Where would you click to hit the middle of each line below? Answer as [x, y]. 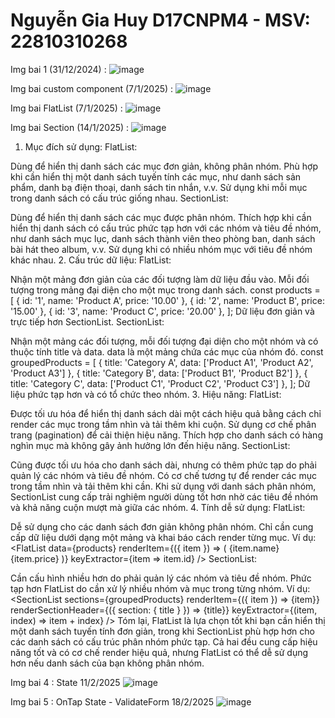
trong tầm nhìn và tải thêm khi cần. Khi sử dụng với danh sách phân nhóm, [163, 486]
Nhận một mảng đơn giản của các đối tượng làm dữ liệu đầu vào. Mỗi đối [160, 279]
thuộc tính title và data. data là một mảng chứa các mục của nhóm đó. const [167, 351]
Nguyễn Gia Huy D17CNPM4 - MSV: [160, 20]
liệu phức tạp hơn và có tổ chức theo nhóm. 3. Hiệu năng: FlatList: [146, 394]
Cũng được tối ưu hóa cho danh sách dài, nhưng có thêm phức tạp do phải [163, 465]
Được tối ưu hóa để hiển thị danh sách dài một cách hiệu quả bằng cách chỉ [166, 413]
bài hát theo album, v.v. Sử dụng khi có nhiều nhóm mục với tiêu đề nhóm [161, 249]
